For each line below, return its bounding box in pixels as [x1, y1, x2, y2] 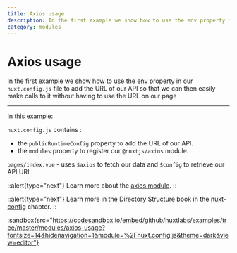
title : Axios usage [7, 10, 65, 18]
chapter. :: [27, 202, 57, 211]
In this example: [7, 112, 54, 120]
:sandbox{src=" [7, 216, 53, 225]
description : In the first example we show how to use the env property [7, 17, 226, 24]
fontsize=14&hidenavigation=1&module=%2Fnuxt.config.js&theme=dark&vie [7, 231, 229, 240]
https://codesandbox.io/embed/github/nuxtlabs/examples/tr [52, 216, 227, 225]
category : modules [7, 23, 61, 30]
